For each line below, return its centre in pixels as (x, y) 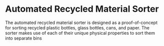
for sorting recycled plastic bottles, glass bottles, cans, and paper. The (78, 27)
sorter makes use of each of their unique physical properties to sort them (80, 33)
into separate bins (24, 38)
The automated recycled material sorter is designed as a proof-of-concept (81, 23)
